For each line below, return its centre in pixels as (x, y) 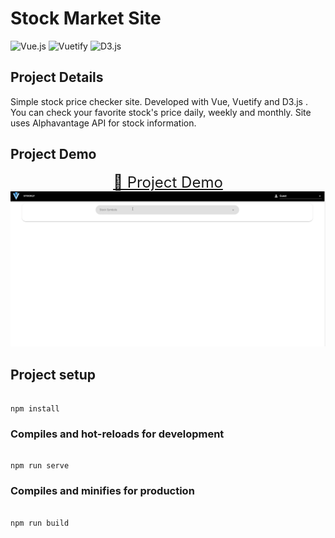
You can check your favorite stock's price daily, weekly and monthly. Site (161, 112)
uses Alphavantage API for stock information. (103, 123)
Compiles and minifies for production (102, 491)
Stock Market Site (86, 18)
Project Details (57, 77)
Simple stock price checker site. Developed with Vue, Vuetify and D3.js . (159, 101)
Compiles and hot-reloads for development (117, 434)
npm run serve (40, 466)
